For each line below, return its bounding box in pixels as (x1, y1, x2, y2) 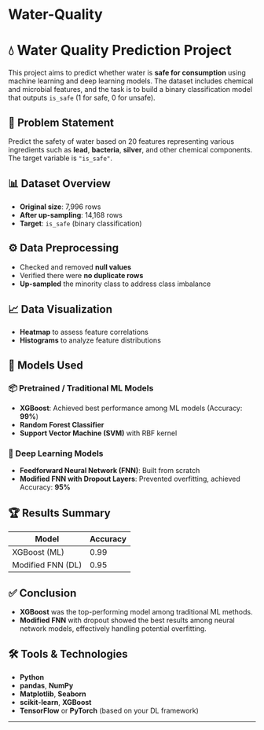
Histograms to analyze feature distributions (19, 336, 161, 345)
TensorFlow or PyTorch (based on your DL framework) (19, 706, 199, 715)
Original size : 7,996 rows (19, 202, 101, 211)
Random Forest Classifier (19, 420, 104, 430)
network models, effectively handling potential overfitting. (19, 623, 207, 633)
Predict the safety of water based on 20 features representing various (8, 136, 235, 146)
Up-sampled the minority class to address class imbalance (19, 279, 211, 288)
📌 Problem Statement (8, 116, 115, 129)
